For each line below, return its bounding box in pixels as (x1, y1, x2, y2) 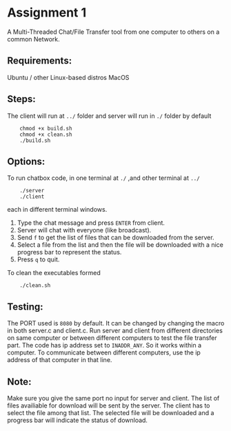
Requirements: (7, 55, 72, 67)
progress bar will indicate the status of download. (7, 416, 148, 424)
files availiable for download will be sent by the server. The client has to (7, 401, 210, 410)
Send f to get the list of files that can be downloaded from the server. (17, 233, 215, 242)
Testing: (7, 301, 43, 312)
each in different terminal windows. (7, 206, 108, 214)
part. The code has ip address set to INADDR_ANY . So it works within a (7, 341, 202, 350)
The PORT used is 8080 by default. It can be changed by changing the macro (7, 319, 225, 328)
